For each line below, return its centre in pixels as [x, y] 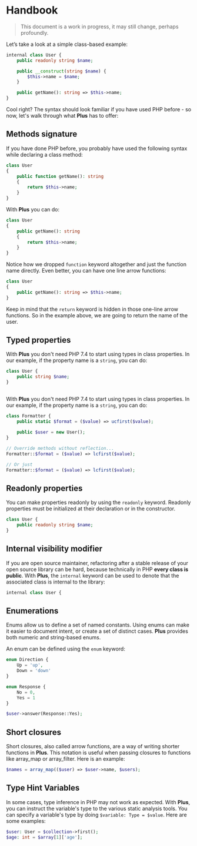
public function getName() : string [60, 176]
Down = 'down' [34, 671]
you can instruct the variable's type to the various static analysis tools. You [97, 808]
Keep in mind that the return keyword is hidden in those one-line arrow [92, 309]
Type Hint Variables [43, 788]
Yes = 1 [26, 698]
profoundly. [34, 32]
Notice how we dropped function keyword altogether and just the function [96, 264]
